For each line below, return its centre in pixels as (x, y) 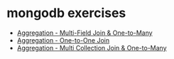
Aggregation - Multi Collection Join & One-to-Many (92, 48)
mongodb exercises (66, 13)
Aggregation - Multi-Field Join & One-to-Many (85, 33)
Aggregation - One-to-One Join (63, 40)
